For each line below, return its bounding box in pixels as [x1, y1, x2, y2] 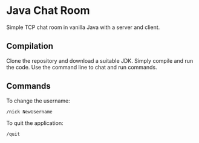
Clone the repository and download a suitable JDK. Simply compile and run [6, 57, 194, 64]
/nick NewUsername [6, 109, 53, 115]
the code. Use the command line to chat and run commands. [6, 63, 157, 71]
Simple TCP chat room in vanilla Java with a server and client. [6, 24, 160, 31]
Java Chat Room [6, 4, 90, 17]
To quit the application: [6, 119, 64, 127]
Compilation [6, 41, 53, 51]
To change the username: [6, 97, 71, 104]
